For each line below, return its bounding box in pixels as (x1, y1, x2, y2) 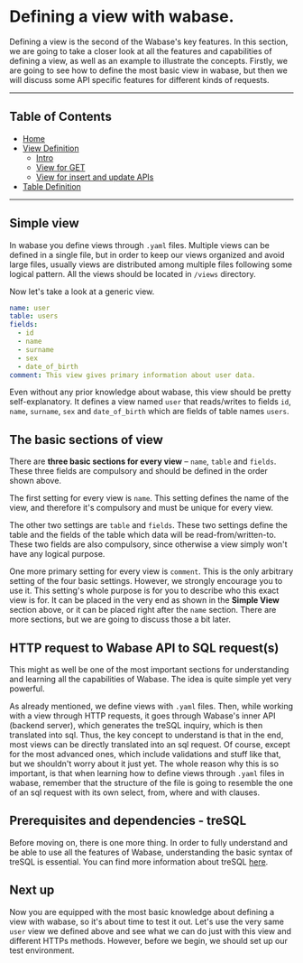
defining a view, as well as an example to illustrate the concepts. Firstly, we (9, 55, 289, 66)
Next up (9, 883, 55, 898)
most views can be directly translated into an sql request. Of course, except (9, 739, 290, 750)
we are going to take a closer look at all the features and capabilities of (9, 45, 272, 56)
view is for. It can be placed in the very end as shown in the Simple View (9, 595, 280, 606)
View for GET (35, 162, 86, 172)
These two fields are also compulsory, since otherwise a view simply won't (9, 539, 288, 550)
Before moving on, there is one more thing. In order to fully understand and (9, 837, 289, 847)
